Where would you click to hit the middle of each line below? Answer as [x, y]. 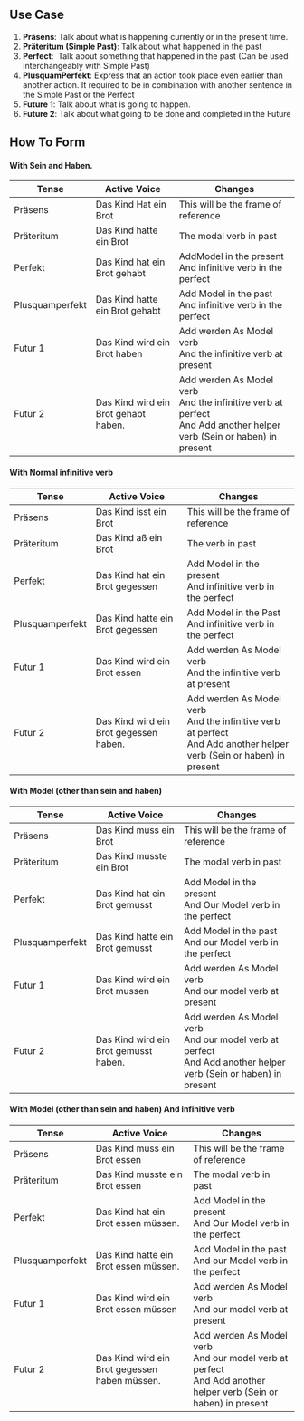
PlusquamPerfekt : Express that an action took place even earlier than [152, 75]
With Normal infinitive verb [62, 472]
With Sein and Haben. [51, 165]
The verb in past [221, 543]
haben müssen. [128, 1381]
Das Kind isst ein [131, 511]
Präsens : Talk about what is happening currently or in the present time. [155, 36]
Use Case [37, 15]
